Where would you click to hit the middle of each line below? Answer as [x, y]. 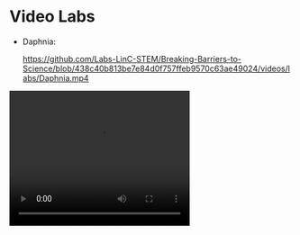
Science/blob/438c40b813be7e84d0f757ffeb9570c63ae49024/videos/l [156, 68]
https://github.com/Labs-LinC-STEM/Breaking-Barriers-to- [132, 59]
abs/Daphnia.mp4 [55, 77]
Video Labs [53, 17]
